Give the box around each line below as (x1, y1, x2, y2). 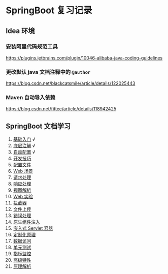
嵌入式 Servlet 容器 (13, 225, 53, 231)
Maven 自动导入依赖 (6, 94, 55, 101)
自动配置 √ (13, 149, 36, 155)
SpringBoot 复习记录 (6, 5, 92, 16)
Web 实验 (13, 194, 33, 200)
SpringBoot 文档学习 (6, 121, 71, 130)
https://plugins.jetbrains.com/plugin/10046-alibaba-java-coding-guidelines (6, 54, 163, 61)
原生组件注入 (13, 219, 40, 225)
